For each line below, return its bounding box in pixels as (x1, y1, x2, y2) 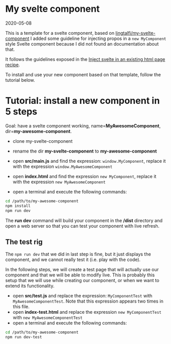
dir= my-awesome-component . (5, 128, 72, 134)
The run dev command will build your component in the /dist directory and (5, 217, 163, 223)
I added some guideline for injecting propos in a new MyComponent (30, 35, 166, 41)
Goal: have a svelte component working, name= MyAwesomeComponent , (5, 122, 161, 128)
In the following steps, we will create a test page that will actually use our (5, 267, 159, 273)
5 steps (5, 106, 37, 118)
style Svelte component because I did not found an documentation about (5, 40, 159, 47)
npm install (5, 203, 31, 208)
